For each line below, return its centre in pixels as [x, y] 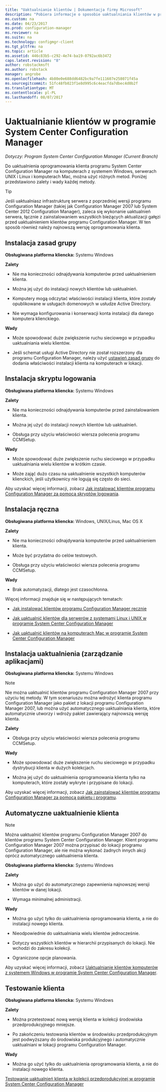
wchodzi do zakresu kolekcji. [42, 948]
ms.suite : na [19, 38]
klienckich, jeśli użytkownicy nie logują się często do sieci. [72, 479]
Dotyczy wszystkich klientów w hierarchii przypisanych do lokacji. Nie [83, 943]
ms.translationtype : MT [30, 88]
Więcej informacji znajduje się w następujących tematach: [64, 599]
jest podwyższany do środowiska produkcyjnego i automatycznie [79, 1040]
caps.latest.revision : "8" [33, 60]
